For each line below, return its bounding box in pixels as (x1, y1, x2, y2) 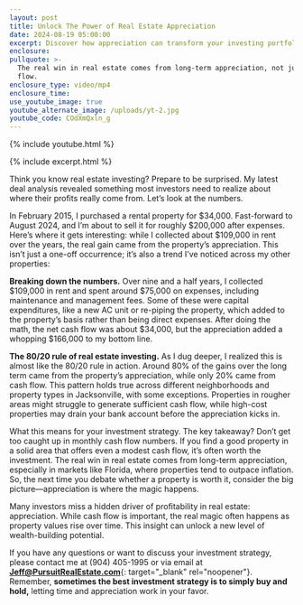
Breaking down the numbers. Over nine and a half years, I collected (9, 276, 263, 287)
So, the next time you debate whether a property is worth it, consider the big (9, 474, 294, 485)
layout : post (9, 13, 59, 23)
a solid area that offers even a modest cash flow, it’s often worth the (9, 445, 262, 456)
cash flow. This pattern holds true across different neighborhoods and (9, 380, 270, 391)
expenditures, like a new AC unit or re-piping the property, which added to (9, 304, 286, 316)
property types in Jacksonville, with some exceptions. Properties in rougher (9, 389, 291, 400)
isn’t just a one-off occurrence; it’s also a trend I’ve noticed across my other (9, 249, 291, 260)
